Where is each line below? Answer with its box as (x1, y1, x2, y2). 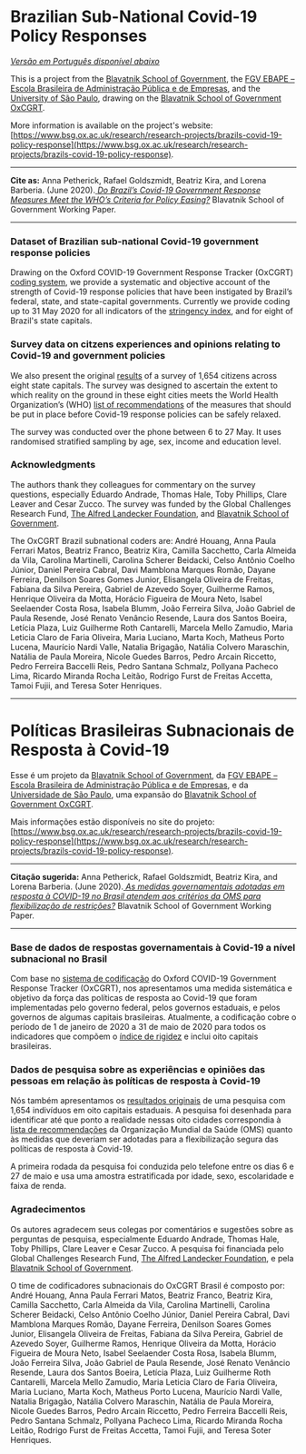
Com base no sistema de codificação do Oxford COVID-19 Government (10, 974, 277, 984)
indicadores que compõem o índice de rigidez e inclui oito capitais (10, 1031, 259, 1042)
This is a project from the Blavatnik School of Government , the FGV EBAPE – (10, 73, 295, 84)
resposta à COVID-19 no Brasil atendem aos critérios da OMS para (10, 890, 262, 901)
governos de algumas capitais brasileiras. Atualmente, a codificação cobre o (10, 1012, 297, 1023)
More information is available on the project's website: (10, 120, 213, 131)
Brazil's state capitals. (10, 315, 94, 326)
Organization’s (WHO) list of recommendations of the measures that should (10, 399, 291, 410)
